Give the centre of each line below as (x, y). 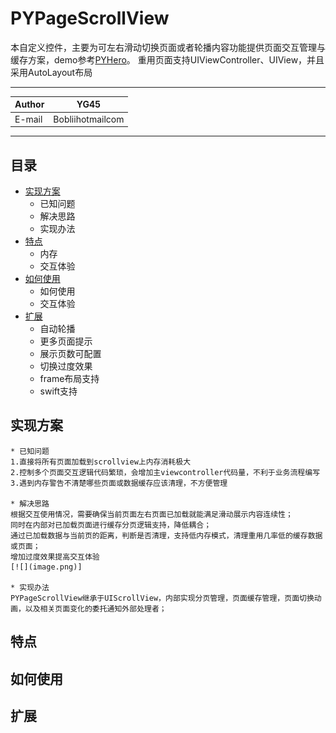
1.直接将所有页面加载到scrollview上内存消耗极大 (101, 462)
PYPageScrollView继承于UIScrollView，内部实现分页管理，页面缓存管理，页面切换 (162, 598)
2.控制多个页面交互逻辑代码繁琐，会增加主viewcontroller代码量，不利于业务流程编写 (165, 472)
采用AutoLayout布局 (51, 72)
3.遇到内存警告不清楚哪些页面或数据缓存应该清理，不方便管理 (119, 483)
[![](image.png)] (46, 567)
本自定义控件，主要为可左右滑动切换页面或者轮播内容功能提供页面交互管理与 (168, 47)
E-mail (28, 119)
